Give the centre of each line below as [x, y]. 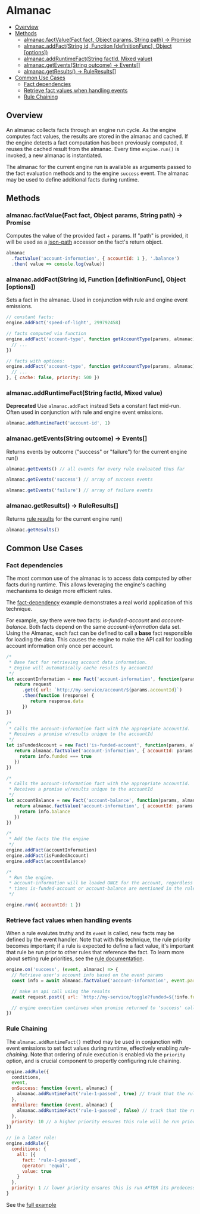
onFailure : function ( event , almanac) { [62, 1105]
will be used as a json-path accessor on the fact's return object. [85, 242]
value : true [37, 1171]
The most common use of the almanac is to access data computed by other [99, 578]
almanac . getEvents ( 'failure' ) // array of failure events [79, 490]
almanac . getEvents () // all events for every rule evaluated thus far [96, 469]
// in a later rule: [32, 1138]
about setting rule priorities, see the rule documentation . [75, 958]
